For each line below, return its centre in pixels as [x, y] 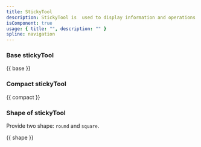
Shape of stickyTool [36, 113]
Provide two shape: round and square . [53, 126]
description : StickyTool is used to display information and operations [101, 17]
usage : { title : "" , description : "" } [56, 29]
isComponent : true [29, 23]
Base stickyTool [30, 55]
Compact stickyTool [36, 84]
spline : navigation [31, 34]
